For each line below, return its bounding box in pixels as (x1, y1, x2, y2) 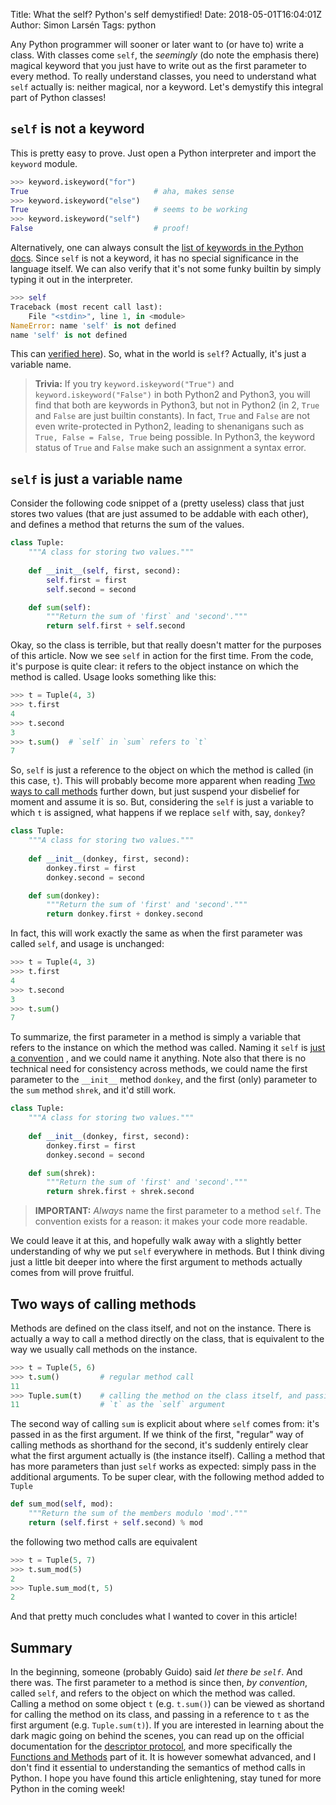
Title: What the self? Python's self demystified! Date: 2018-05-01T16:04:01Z (10, 9, 323, 20)
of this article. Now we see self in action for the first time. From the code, (10, 650, 314, 662)
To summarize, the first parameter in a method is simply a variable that (10, 1031, 302, 1043)
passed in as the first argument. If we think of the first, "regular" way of (10, 1429, 305, 1441)
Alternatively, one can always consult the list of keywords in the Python (10, 242, 304, 254)
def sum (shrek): (28, 1168, 97, 1178)
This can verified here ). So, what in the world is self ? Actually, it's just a (10, 348, 307, 360)
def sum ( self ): (28, 602, 92, 613)
